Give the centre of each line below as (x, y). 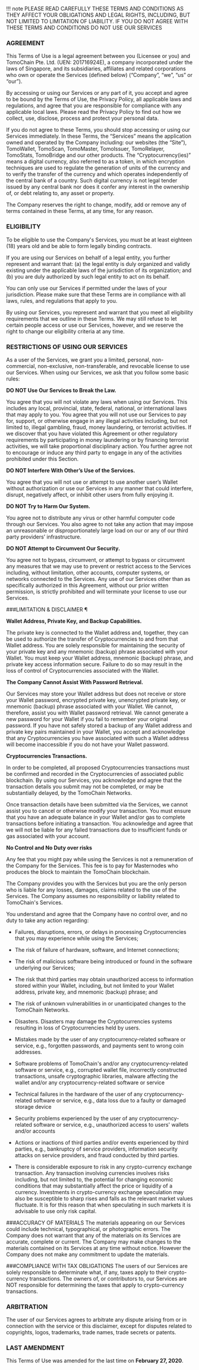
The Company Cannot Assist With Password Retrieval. (75, 682)
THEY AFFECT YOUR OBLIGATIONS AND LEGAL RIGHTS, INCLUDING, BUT (98, 15)
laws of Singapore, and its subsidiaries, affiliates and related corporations (96, 69)
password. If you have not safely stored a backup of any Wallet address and (99, 725)
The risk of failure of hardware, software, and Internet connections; (97, 950)
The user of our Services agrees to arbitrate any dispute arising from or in (97, 1320)
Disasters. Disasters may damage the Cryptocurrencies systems (93, 1021)
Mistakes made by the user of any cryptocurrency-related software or (100, 1039)
